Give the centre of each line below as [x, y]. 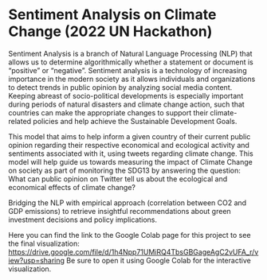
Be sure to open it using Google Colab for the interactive [159, 260]
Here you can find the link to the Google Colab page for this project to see [130, 235]
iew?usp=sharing [37, 260]
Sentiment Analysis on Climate [112, 15]
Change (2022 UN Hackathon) [110, 31]
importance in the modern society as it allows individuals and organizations [132, 79]
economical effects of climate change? [72, 187]
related [20, 121]
